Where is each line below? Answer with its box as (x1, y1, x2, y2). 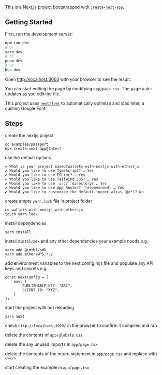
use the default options (5, 154, 51, 160)
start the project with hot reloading (5, 305, 74, 310)
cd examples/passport (5, 142, 49, 147)
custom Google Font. (5, 105, 47, 111)
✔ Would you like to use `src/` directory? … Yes (5, 181, 107, 186)
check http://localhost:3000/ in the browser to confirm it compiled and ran (5, 323, 157, 328)
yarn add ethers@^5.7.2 (5, 252, 53, 256)
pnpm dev (5, 58, 23, 64)
